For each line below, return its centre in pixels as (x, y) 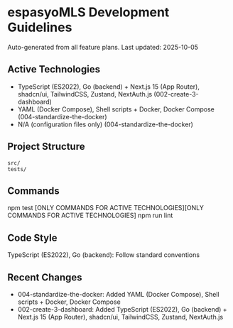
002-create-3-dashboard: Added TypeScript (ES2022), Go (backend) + (122, 309)
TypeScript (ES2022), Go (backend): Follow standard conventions (104, 255)
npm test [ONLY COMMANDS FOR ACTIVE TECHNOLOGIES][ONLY (105, 208)
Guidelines (40, 27)
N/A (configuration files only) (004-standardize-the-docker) (105, 124)
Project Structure (46, 147)
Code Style (32, 237)
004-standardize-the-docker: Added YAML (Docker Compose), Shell (118, 294)
